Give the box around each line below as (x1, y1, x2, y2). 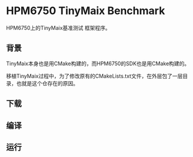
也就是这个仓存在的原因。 (16, 79, 78, 86)
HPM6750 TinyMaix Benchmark (6, 4, 165, 18)
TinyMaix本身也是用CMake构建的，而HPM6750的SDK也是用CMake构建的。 (6, 60, 190, 67)
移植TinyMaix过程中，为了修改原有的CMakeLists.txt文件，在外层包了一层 (6, 72, 183, 79)
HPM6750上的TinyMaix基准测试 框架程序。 (6, 24, 111, 31)
